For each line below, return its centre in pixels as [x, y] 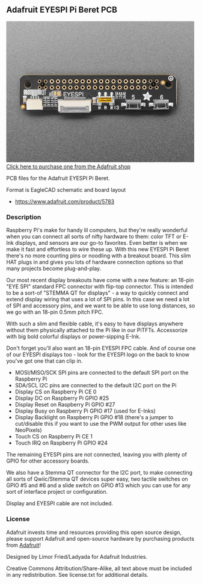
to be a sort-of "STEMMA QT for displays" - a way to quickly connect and [97, 293]
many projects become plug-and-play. [54, 269]
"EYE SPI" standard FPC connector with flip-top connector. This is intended [100, 287]
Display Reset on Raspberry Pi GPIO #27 [65, 405]
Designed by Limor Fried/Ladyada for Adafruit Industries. [77, 556]
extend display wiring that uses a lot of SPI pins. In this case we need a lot [98, 300]
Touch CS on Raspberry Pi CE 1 [54, 437]
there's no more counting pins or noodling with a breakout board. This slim [99, 256]
